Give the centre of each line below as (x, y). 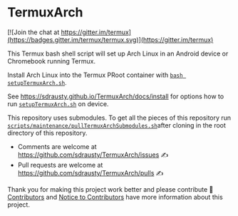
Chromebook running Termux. (52, 61)
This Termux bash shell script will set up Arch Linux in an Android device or (118, 53)
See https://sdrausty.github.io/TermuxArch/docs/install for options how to (116, 96)
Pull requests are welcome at (60, 165)
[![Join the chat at (33, 32)
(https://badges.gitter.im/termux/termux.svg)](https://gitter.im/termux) (110, 39)
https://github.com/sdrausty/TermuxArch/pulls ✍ (90, 173)
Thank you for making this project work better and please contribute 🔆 (110, 189)
